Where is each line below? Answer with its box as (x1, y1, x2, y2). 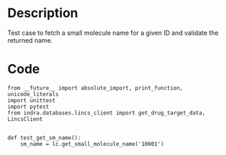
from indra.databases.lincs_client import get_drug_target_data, (7, 109, 205, 117)
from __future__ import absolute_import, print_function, (7, 84, 183, 92)
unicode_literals (7, 90, 59, 97)
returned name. (7, 36, 53, 44)
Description (7, 5, 78, 21)
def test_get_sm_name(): (7, 134, 81, 141)
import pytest (7, 103, 50, 110)
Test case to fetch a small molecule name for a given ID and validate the (7, 28, 219, 37)
